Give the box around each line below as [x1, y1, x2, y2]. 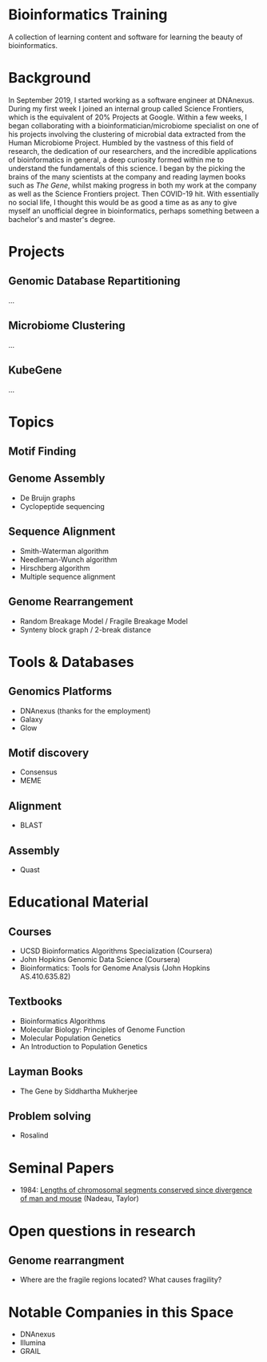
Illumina [19, 1338, 46, 1348]
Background [8, 69, 91, 87]
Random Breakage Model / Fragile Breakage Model [19, 616, 188, 626]
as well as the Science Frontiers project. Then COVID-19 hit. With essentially [8, 188, 260, 198]
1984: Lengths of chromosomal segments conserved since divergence [19, 1185, 253, 1195]
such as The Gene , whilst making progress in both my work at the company [8, 180, 257, 190]
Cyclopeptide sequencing [19, 501, 106, 511]
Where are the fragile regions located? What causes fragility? [19, 1275, 222, 1284]
